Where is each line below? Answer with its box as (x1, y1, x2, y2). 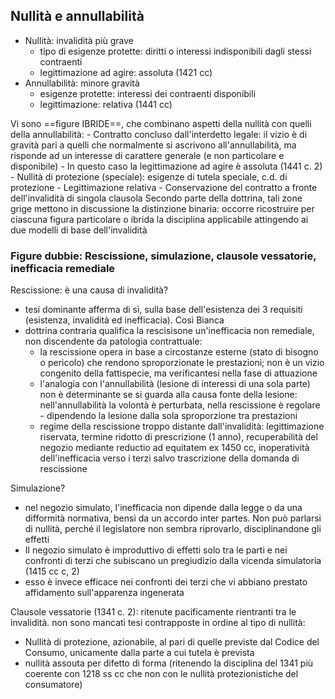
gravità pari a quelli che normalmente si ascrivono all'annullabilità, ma (10, 139, 297, 151)
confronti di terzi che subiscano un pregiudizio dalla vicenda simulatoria (24, 555, 322, 567)
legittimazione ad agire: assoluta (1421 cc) (39, 66, 213, 78)
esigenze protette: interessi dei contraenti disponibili (39, 87, 257, 99)
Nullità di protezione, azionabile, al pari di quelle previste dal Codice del (24, 636, 320, 648)
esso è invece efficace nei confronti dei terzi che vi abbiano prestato (24, 576, 308, 588)
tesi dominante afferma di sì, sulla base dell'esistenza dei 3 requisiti (24, 304, 303, 316)
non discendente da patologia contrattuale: (24, 335, 203, 348)
